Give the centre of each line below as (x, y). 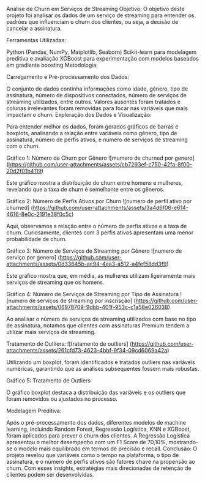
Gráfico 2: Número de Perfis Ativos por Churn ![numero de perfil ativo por (99, 201)
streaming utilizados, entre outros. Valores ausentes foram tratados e (93, 102)
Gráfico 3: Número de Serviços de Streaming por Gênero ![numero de (94, 251)
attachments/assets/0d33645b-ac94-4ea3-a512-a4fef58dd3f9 (87, 264)
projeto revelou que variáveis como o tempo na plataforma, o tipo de (93, 455)
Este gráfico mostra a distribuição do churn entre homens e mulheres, (95, 183)
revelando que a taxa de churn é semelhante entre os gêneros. (86, 189)
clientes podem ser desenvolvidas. (50, 475)
